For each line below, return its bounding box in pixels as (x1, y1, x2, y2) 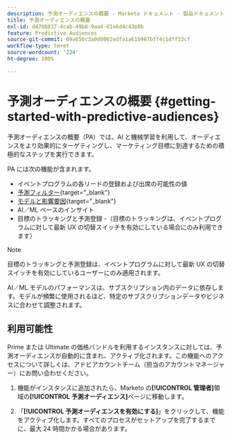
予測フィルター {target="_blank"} (17, 188, 111, 197)
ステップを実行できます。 (25, 150, 98, 158)
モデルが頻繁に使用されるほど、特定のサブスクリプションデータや (18, 292, 206, 300)
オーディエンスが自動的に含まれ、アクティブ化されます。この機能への (12, 351, 212, 360)
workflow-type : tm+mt (7, 42, 70, 49)
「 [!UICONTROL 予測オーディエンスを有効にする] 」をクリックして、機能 (17, 407, 225, 415)
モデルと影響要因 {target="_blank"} (17, 197, 116, 205)
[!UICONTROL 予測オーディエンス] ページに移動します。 (29, 392, 188, 400)
